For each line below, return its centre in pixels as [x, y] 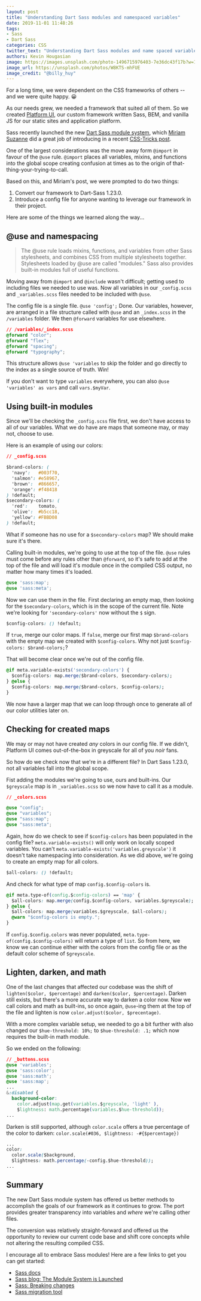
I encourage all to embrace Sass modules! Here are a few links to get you [96, 1254]
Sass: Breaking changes [45, 1285]
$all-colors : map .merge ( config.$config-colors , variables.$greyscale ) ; [103, 901]
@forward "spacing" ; [32, 346]
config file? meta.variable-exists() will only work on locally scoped [90, 842]
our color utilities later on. [38, 710]
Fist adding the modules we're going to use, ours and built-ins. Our [89, 780]
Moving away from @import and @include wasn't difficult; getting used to [95, 281]
